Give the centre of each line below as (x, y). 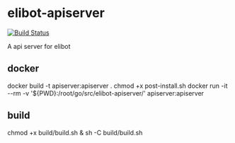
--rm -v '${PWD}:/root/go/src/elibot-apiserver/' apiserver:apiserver (105, 93)
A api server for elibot (39, 46)
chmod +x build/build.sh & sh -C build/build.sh (75, 132)
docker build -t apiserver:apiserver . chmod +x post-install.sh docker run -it (117, 86)
